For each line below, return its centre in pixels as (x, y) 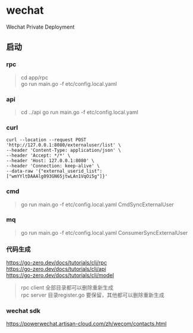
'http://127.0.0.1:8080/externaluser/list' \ (63, 145)
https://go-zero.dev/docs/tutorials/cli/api (56, 269)
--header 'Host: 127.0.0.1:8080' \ (50, 161)
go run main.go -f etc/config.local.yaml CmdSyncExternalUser (97, 204)
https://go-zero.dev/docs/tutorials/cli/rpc (57, 263)
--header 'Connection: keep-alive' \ (53, 166)
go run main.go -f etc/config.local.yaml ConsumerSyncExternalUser (104, 232)
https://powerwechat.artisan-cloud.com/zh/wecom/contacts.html (86, 324)
